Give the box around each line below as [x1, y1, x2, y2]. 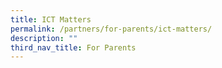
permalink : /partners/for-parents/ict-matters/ [10, 24, 213, 34]
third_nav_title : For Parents [10, 42, 137, 53]
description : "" [10, 33, 78, 43]
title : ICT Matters [10, 14, 92, 25]
